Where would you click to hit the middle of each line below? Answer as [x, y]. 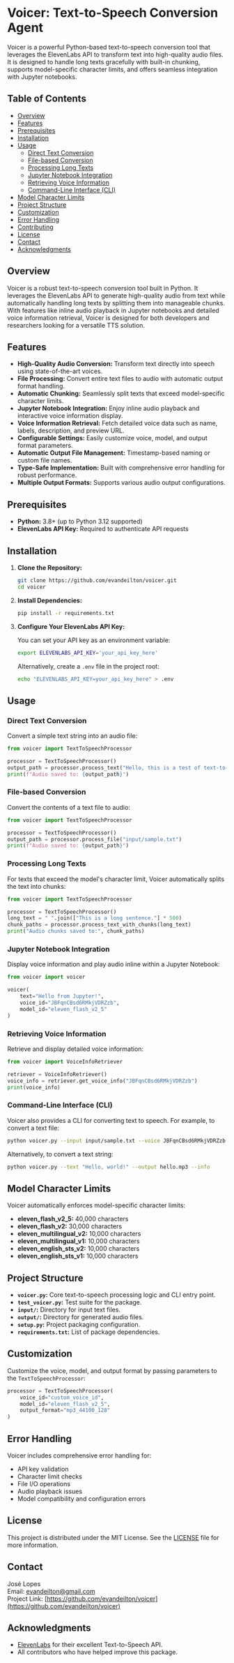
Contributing [35, 227]
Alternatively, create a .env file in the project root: [88, 666]
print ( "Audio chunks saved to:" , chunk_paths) [76, 931]
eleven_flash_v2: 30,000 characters [70, 1226]
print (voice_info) [34, 1087]
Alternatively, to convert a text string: [60, 1154]
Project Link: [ [27, 1599]
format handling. [41, 386]
